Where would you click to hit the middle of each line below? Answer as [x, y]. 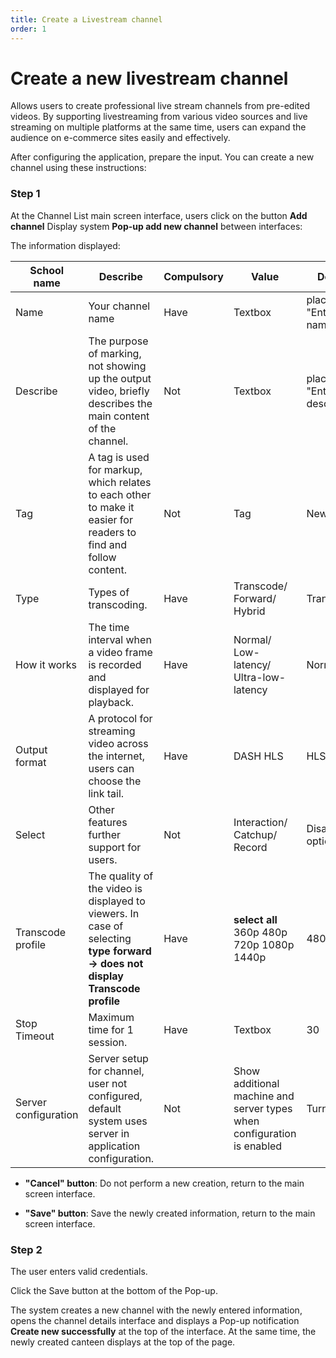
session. [108, 1042]
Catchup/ [255, 834]
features [108, 822]
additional [256, 1083]
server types [263, 1108]
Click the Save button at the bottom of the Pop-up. [114, 1291]
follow [102, 557]
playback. [111, 702]
